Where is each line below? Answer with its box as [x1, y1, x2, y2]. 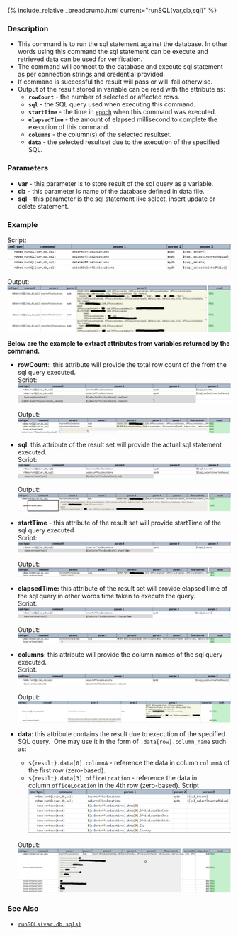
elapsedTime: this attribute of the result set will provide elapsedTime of [17, 584, 228, 593]
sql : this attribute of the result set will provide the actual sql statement [17, 440, 222, 449]
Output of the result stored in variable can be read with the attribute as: [17, 85, 225, 94]
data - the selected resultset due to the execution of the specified [28, 138, 220, 146]
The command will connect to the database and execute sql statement [17, 62, 223, 71]
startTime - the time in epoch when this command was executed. [28, 108, 217, 116]
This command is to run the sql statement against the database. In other [17, 40, 228, 48]
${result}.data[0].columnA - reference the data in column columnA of [28, 758, 230, 767]
